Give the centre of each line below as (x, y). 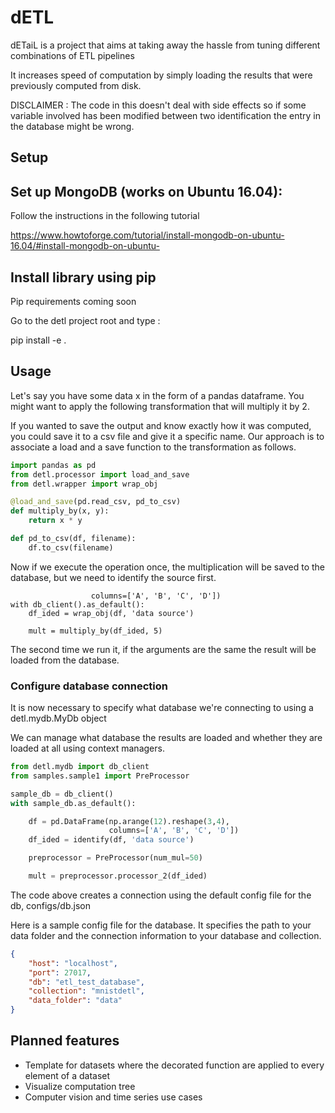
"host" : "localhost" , (73, 963)
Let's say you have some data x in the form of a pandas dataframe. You (157, 395)
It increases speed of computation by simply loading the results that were (161, 75)
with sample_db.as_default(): (73, 803)
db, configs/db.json (50, 905)
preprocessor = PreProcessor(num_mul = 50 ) (115, 858)
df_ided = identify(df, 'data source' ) (111, 840)
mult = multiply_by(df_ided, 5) (95, 631)
